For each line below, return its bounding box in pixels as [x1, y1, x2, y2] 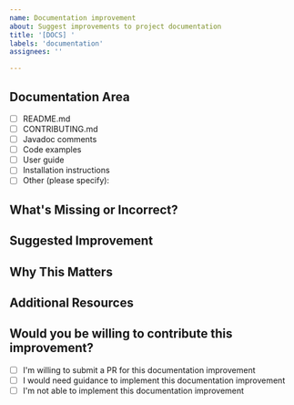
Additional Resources [9, 295, 134, 310]
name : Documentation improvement [9, 13, 137, 23]
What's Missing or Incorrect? [9, 202, 178, 217]
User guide [22, 154, 65, 165]
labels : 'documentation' [9, 38, 104, 48]
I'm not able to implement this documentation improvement [22, 385, 244, 396]
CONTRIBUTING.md [22, 124, 98, 134]
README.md [22, 113, 71, 124]
